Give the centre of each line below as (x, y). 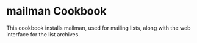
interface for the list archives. (43, 34)
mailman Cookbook (56, 11)
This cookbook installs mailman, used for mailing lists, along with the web (99, 28)
